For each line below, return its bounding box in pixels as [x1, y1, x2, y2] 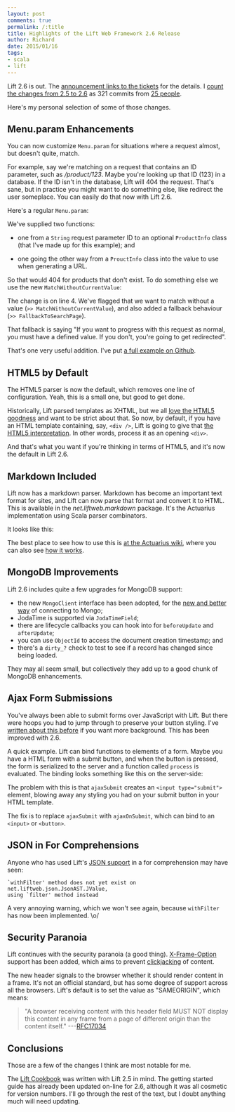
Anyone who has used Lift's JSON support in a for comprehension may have [7, 858, 229, 866]
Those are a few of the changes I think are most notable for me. [7, 1061, 192, 1070]
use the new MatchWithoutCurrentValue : [7, 283, 122, 292]
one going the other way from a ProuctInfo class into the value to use [17, 254, 219, 263]
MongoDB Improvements [7, 566, 119, 578]
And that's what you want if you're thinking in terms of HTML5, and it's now [7, 443, 226, 451]
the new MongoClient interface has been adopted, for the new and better [17, 598, 227, 607]
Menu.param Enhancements [7, 124, 135, 136]
